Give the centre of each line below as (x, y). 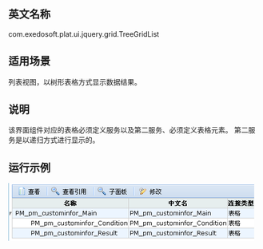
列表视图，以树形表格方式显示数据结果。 (75, 81)
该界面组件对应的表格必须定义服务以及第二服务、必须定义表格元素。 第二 (128, 130)
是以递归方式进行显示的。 (57, 140)
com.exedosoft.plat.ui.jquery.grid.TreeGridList (84, 34)
